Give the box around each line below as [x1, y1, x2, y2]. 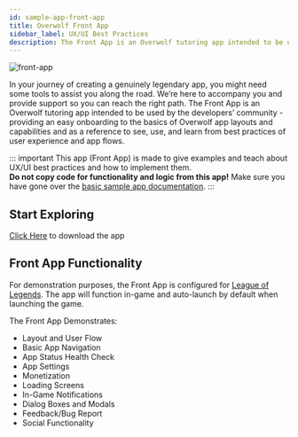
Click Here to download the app [9, 230, 125, 241]
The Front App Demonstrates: [9, 316, 118, 326]
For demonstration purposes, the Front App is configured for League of [9, 279, 270, 290]
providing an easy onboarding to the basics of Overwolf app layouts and [9, 117, 273, 128]
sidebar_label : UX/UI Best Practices [9, 29, 149, 38]
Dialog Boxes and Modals [21, 398, 115, 409]
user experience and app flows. [9, 136, 125, 146]
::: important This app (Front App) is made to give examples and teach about [9, 152, 288, 164]
